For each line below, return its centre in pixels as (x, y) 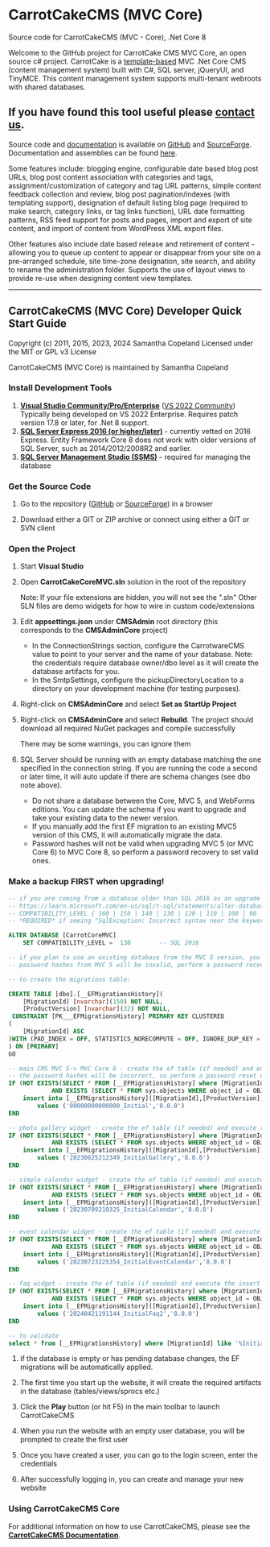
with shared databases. (47, 87)
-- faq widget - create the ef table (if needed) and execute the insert (135, 1284)
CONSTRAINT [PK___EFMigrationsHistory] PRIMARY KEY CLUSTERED (118, 1016)
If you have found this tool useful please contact (132, 112)
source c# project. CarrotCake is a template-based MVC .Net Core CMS (127, 61)
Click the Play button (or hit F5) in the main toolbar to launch (120, 1407)
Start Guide (37, 324)
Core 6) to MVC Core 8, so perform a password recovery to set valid (145, 852)
